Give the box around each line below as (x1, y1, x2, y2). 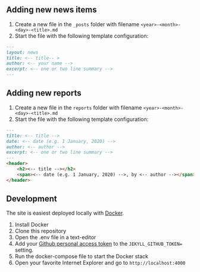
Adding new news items (6, 5, 97, 15)
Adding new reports (6, 88, 82, 98)
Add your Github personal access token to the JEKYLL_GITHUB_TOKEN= (14, 240, 183, 247)
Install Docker (14, 221, 49, 228)
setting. (14, 246, 34, 253)
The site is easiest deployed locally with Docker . (6, 209, 124, 217)
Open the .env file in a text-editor (14, 234, 96, 241)
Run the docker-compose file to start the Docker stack (14, 253, 149, 260)
